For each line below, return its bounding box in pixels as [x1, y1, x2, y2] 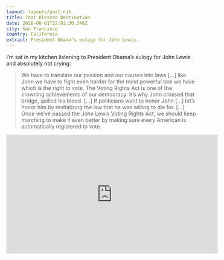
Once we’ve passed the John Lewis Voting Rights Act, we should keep [21, 110, 196, 117]
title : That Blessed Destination [6, 14, 91, 21]
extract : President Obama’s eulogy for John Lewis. [6, 37, 139, 43]
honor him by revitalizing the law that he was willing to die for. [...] [21, 104, 185, 110]
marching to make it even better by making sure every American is [21, 116, 187, 124]
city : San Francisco [6, 25, 59, 32]
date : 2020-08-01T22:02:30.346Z [6, 20, 88, 26]
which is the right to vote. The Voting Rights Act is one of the [21, 84, 173, 91]
